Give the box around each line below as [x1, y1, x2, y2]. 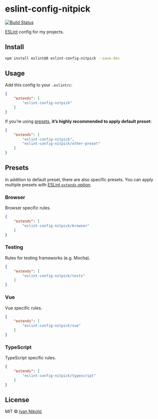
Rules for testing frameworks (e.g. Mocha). [5, 255, 90, 261]
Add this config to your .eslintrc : [5, 82, 72, 88]
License [5, 396, 29, 404]
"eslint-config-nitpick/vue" [22, 323, 81, 328]
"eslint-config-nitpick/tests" [22, 273, 86, 278]
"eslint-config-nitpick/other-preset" [22, 141, 101, 146]
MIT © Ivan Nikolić [5, 409, 43, 415]
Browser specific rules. [5, 205, 51, 211]
